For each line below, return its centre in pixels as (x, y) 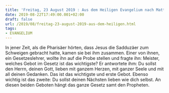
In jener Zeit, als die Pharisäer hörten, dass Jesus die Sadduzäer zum (77, 48)
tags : (11, 29)
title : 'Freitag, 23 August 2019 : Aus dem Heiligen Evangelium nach (80, 10)
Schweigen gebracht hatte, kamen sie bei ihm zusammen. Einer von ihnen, (82, 53)
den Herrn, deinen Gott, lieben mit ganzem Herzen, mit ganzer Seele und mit (84, 69)
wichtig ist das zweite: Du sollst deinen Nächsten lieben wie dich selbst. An (83, 79)
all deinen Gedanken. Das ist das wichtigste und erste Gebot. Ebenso (77, 74)
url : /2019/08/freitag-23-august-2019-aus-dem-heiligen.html (71, 24)
